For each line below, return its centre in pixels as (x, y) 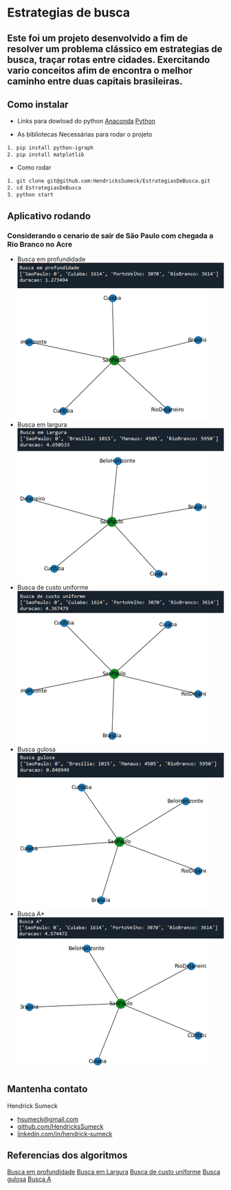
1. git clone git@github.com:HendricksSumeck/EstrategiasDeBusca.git (109, 181)
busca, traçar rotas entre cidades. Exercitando (109, 60)
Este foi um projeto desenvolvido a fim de (98, 38)
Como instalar (38, 104)
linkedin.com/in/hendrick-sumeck (65, 1133)
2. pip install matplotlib (46, 155)
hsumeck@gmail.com (48, 1119)
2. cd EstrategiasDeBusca (44, 188)
